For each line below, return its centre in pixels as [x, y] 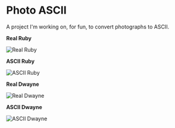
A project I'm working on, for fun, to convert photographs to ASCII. [88, 27]
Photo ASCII [36, 10]
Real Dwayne [23, 84]
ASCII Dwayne [24, 107]
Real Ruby [19, 38]
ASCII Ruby [20, 61]
